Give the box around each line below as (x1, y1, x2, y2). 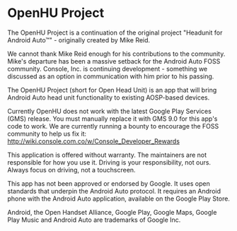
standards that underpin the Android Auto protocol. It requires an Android (7, 186, 221, 195)
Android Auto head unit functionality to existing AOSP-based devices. (7, 93, 210, 102)
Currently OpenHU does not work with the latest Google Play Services (7, 107, 212, 115)
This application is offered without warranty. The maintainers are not (7, 150, 207, 159)
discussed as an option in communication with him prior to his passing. (7, 72, 214, 81)
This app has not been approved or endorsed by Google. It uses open (7, 179, 210, 188)
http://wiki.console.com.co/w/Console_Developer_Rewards (7, 136, 180, 146)
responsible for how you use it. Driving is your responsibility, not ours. (7, 158, 211, 167)
